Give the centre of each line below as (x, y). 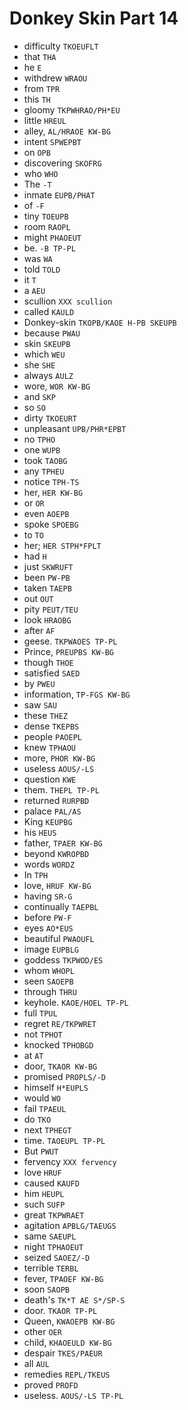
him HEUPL (44, 1193)
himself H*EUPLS (56, 1087)
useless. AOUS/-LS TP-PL (73, 1395)
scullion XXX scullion (68, 301)
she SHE (39, 364)
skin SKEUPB (47, 343)
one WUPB (42, 449)
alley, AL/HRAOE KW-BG (67, 131)
